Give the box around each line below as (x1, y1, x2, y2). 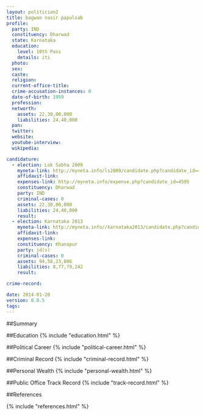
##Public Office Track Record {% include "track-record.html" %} (6, 379, 169, 386)
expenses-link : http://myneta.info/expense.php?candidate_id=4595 (17, 179, 190, 185)
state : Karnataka (12, 37, 56, 43)
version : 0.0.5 (6, 297, 45, 303)
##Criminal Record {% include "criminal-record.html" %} (6, 355, 149, 363)
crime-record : (6, 281, 43, 287)
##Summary (6, 320, 38, 327)
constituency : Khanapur (17, 241, 78, 247)
